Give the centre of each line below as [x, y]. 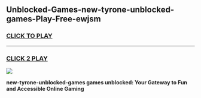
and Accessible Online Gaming [45, 88]
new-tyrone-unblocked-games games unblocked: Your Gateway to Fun [97, 82]
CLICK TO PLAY [29, 36]
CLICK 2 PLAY [27, 58]
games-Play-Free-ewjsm [54, 19]
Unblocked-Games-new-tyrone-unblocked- [90, 10]
